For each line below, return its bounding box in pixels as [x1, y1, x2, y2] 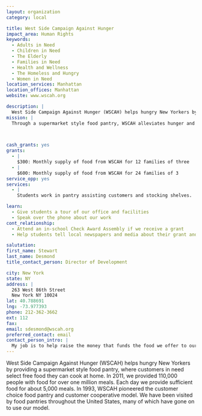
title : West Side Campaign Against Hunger [6, 25, 114, 31]
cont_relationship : [6, 220, 55, 226]
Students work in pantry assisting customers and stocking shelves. [17, 192, 192, 199]
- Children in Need [11, 48, 61, 54]
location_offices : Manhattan [6, 87, 79, 93]
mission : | [6, 115, 34, 121]
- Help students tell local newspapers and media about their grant [11, 232, 187, 238]
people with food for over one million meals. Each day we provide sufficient [6, 379, 193, 386]
